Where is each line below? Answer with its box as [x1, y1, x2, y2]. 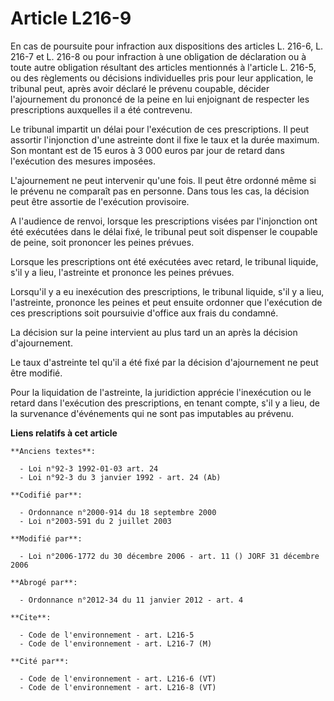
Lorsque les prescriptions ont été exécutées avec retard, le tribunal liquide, [10, 255, 319, 267]
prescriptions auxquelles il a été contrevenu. [10, 103, 193, 116]
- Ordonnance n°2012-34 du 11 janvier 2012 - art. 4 [19, 595, 244, 605]
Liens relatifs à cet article [10, 427, 118, 439]
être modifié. [10, 367, 63, 379]
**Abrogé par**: [10, 577, 78, 587]
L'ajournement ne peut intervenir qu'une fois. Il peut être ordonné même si [10, 174, 317, 186]
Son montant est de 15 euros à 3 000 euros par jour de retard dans [10, 144, 285, 156]
